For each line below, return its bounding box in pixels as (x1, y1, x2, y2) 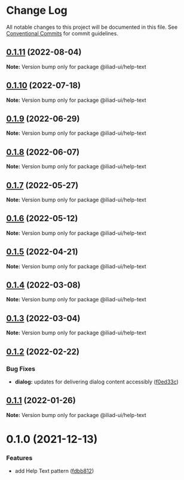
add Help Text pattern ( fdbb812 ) (14, 467, 94, 475)
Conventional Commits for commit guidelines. (6, 29, 118, 37)
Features (6, 454, 33, 462)
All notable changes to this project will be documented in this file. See (6, 23, 178, 31)
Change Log (6, 4, 68, 17)
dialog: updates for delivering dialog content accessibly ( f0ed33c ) (14, 378, 179, 385)
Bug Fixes (6, 364, 36, 373)
